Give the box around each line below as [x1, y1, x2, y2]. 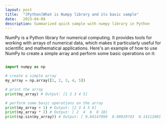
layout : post [5, 7, 32, 12]
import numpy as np [5, 64, 46, 69]
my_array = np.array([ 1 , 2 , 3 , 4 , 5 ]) [5, 78, 85, 83]
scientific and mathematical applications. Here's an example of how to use [5, 45, 158, 51]
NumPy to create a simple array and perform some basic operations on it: [5, 51, 156, 57]
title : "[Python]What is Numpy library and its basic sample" [5, 12, 139, 17]
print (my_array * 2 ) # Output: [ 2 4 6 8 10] [5, 110, 108, 115]
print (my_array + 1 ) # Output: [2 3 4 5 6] [5, 105, 97, 110]
